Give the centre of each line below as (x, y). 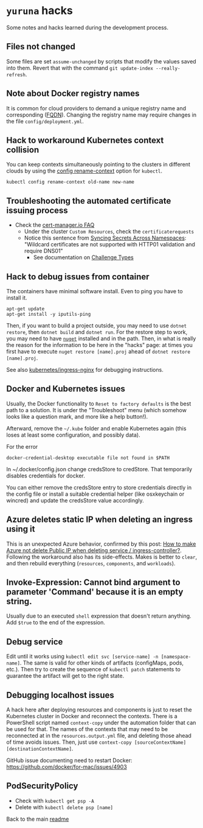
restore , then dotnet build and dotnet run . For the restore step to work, (97, 332)
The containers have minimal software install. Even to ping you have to (95, 291)
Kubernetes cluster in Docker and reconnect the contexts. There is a (92, 716)
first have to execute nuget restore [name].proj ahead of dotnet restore (98, 352)
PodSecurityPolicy (42, 786)
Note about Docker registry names (73, 94)
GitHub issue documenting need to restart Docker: (69, 760)
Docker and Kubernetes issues (66, 389)
